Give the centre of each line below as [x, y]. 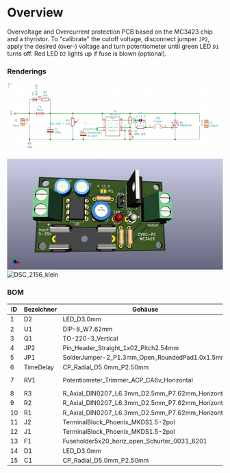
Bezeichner [40, 310]
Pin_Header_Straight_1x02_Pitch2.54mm [121, 348]
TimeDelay [39, 367]
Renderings [27, 71]
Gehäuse [145, 310]
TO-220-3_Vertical [90, 338]
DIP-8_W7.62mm [88, 329]
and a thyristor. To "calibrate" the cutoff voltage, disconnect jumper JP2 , [108, 38]
